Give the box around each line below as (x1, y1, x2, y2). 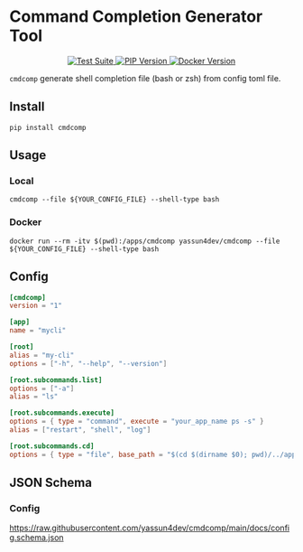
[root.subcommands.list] (9, 375, 103, 385)
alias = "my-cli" (9, 351, 75, 360)
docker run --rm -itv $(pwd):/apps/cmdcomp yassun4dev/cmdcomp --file (9, 237, 280, 246)
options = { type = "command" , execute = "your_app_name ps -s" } (9, 417, 264, 426)
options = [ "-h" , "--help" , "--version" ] (9, 359, 168, 368)
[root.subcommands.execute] (9, 408, 115, 417)
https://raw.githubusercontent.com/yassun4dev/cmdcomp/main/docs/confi (9, 522, 290, 534)
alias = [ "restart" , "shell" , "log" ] (9, 426, 151, 435)
